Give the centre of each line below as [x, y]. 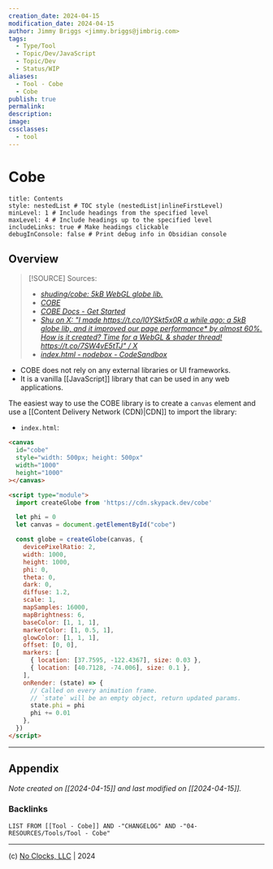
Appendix [34, 769]
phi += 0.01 [50, 713]
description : [30, 115]
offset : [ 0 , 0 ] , [51, 645]
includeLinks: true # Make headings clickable [89, 227]
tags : [17, 39]
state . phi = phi [57, 706]
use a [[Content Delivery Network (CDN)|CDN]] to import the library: [123, 412]
